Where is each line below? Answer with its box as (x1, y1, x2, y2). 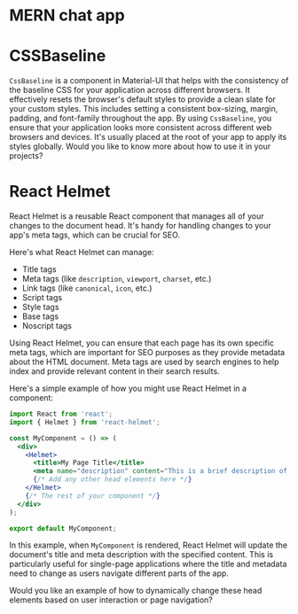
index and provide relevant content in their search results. (9, 366, 220, 377)
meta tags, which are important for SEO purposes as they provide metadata (9, 347, 286, 358)
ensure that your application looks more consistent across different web (9, 122, 272, 133)
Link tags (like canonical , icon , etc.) (21, 283, 153, 293)
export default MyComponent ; (9, 524, 117, 532)
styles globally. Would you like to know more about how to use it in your (9, 141, 271, 152)
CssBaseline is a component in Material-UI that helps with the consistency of (9, 75, 289, 86)
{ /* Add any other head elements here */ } (32, 475, 192, 484)
